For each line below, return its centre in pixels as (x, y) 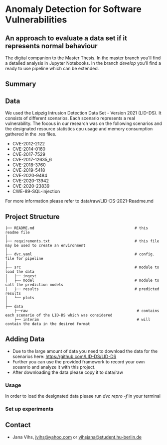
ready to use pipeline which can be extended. (52, 68)
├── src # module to (82, 267)
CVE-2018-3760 (29, 165)
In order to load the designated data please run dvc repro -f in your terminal (83, 396)
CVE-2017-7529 (29, 154)
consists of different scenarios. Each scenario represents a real (70, 118)
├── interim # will (82, 320)
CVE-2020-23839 (31, 186)
